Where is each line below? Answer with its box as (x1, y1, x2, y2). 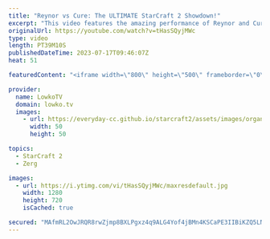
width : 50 (29, 123, 63, 131)
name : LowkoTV (15, 93, 63, 101)
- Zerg (15, 160, 38, 168)
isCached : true (22, 204, 74, 213)
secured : (8, 218, 38, 226)
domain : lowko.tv (15, 100, 74, 108)
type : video (8, 34, 48, 43)
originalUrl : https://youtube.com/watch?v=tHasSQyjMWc (8, 26, 196, 34)
